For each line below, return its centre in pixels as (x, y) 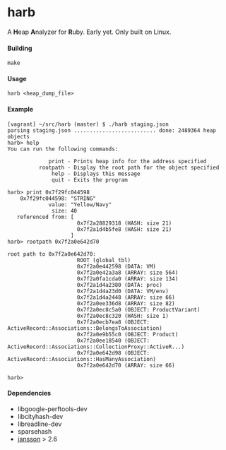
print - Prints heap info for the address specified (127, 161)
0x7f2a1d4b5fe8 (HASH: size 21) (124, 229)
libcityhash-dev (40, 416)
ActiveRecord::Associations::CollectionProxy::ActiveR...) (96, 347)
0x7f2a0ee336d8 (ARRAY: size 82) (126, 303)
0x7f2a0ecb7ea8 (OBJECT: (113, 322)
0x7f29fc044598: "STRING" (58, 199)
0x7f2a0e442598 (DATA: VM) (117, 266)
